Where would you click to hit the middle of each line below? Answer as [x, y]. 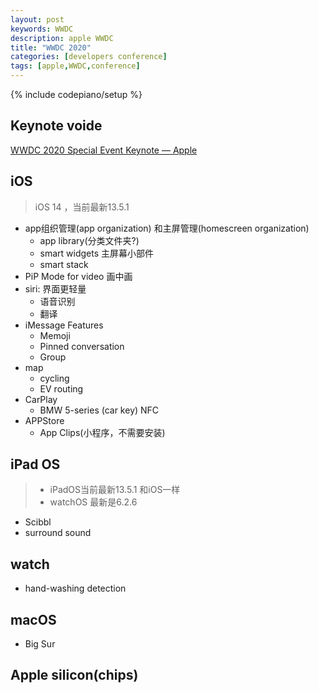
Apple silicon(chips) [74, 675]
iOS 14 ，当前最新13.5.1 [82, 207]
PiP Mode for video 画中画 [78, 276]
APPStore [44, 420]
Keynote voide [56, 126]
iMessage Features [64, 325]
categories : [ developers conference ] [89, 57]
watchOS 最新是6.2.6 [93, 502]
